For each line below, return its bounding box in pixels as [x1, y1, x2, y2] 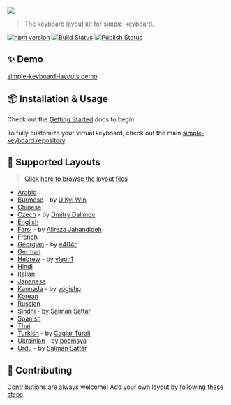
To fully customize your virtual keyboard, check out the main [7, 128, 181, 137]
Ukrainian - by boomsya [17, 337, 87, 345]
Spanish [17, 314, 41, 323]
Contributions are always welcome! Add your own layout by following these [7, 383, 224, 391]
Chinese [17, 203, 42, 212]
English [17, 218, 39, 226]
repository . [36, 136, 68, 145]
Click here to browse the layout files [24, 175, 128, 183]
